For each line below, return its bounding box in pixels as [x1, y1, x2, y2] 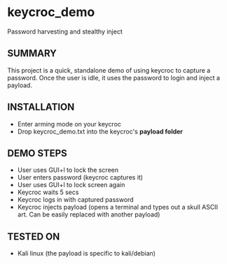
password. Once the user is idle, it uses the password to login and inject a [7, 73, 221, 82]
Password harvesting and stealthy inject [7, 27, 123, 36]
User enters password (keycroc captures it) [17, 173, 144, 182]
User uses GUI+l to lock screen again [17, 181, 125, 189]
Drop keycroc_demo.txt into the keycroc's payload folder [17, 127, 184, 135]
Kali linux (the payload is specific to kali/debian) [17, 249, 156, 258]
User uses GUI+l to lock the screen [17, 166, 119, 175]
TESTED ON [7, 230, 60, 242]
